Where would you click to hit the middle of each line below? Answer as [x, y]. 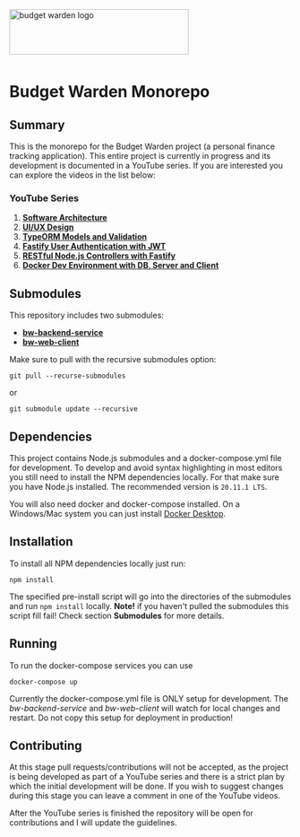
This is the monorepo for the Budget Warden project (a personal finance [142, 146]
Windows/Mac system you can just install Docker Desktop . [118, 513]
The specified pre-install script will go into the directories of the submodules [150, 597]
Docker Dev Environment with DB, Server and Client [120, 266]
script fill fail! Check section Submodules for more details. [117, 615]
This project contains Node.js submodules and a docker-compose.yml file [146, 458]
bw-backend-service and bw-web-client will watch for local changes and [145, 708]
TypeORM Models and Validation [85, 237]
